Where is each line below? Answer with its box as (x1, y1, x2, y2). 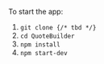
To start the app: (8, 7, 64, 16)
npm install (19, 41, 60, 49)
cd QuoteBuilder (19, 32, 75, 40)
